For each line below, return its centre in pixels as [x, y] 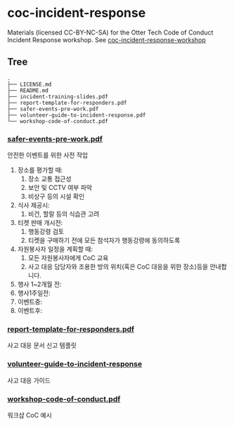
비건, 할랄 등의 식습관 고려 [64, 214]
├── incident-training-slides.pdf [58, 96]
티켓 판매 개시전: [40, 223]
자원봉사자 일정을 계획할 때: [55, 249]
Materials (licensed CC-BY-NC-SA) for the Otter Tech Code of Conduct [110, 32]
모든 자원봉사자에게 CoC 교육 [68, 258]
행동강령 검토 [46, 232]
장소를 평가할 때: [40, 170]
